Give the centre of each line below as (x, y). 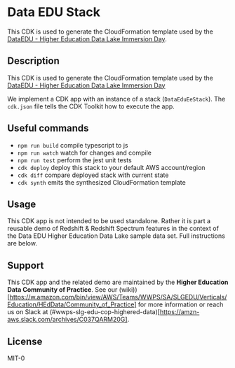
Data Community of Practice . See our (62, 290)
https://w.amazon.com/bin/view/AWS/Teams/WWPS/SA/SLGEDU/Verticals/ (118, 297)
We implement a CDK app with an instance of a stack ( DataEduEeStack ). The (116, 99)
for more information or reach (181, 304)
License (25, 341)
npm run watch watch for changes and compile (85, 153)
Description (33, 61)
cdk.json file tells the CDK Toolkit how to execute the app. (91, 106)
